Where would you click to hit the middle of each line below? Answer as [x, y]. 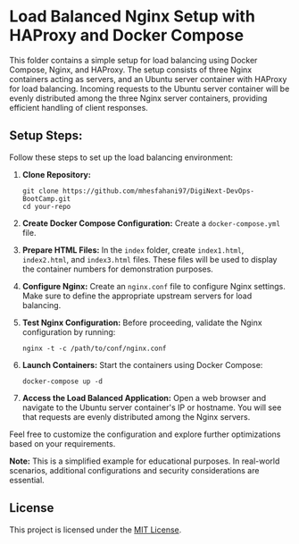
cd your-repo [46, 206]
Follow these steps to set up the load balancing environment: [121, 157]
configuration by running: [69, 331]
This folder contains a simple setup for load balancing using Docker [133, 60]
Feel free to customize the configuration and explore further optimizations [145, 434]
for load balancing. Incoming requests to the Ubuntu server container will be [149, 88]
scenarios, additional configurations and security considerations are [134, 470]
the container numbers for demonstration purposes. [118, 269]
